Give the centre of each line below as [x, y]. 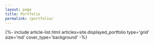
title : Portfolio [23, 14]
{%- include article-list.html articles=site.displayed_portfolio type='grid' [77, 32]
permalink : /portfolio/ [29, 18]
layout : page [18, 9]
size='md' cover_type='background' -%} [46, 37]
